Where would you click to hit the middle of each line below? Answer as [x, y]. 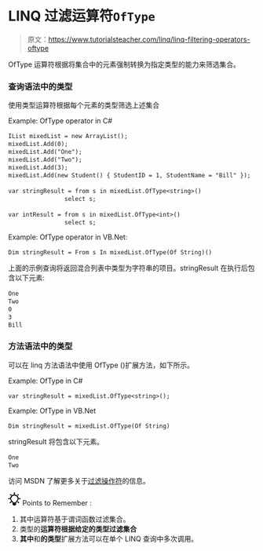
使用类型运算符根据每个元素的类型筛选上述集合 [84, 105]
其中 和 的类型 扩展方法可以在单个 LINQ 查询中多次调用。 [109, 538]
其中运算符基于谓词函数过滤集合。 [75, 519]
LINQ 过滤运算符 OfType [82, 16]
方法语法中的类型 [40, 346]
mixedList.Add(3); [38, 168]
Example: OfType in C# [46, 381]
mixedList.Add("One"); [45, 152]
